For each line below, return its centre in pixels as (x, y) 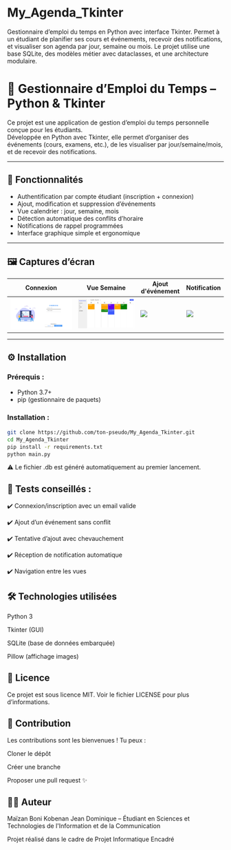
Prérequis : (26, 377)
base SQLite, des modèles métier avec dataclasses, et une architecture (108, 54)
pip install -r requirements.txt (55, 447)
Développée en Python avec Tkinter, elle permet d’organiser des (98, 137)
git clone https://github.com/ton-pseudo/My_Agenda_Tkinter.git (101, 432)
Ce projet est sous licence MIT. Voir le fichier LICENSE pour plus (98, 694)
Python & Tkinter (56, 104)
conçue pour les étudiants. (45, 129)
